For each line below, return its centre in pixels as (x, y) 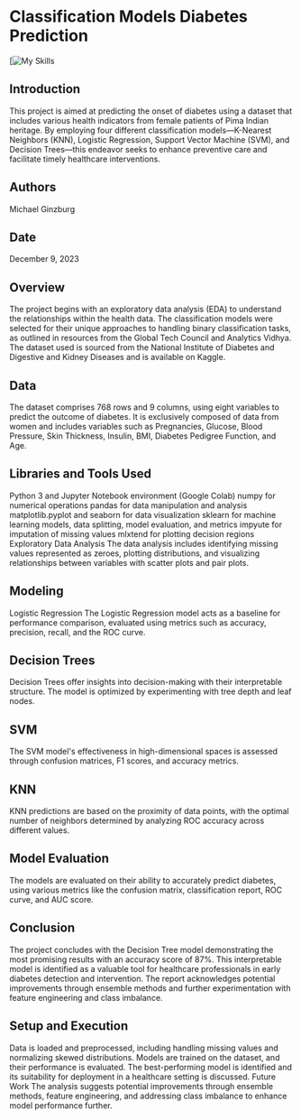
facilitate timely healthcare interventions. (85, 159)
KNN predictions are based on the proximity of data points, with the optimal (150, 811)
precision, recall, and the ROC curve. (78, 632)
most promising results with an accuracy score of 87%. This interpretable (146, 959)
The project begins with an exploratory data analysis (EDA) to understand (146, 310)
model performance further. (61, 1105)
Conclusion (42, 928)
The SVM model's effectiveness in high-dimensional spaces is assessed (143, 752)
